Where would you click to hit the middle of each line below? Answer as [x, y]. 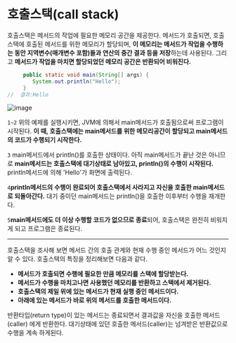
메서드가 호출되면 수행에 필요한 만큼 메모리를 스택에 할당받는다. [103, 274]
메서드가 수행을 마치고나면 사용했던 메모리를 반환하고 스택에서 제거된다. [114, 283]
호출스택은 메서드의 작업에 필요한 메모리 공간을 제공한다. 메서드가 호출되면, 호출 [116, 35]
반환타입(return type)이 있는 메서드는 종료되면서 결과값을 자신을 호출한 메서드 [114, 315]
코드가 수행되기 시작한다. [48, 140]
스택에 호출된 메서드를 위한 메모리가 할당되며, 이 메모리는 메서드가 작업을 [106, 44]
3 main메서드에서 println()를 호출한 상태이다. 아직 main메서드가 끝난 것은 [107, 155]
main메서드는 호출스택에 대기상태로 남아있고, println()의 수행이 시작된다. [114, 164]
